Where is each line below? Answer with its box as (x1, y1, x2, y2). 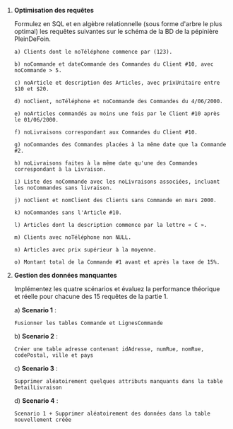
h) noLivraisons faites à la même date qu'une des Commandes (13, 160, 198, 167)
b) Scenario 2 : (13, 332, 59, 340)
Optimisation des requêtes (13, 6, 94, 14)
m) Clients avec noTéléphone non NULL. (13, 234, 132, 241)
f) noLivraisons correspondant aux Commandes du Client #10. (13, 129, 198, 136)
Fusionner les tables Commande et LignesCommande (13, 319, 164, 327)
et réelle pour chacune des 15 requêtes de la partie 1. (13, 293, 168, 300)
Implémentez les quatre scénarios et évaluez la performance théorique (13, 285, 220, 293)
